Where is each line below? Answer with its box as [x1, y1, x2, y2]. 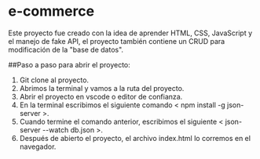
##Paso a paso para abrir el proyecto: [8, 60, 131, 69]
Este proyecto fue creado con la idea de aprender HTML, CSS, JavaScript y [8, 28, 253, 38]
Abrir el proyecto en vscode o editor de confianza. [19, 92, 183, 101]
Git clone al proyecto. [19, 75, 89, 85]
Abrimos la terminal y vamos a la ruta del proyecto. [19, 83, 185, 92]
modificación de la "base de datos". [8, 45, 124, 54]
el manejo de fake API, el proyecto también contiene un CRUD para [8, 36, 225, 45]
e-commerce [8, 2, 95, 20]
